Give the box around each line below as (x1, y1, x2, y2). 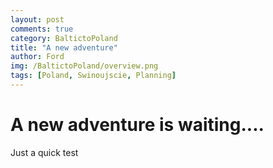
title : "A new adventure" (10, 42, 118, 53)
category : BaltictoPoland (10, 33, 118, 43)
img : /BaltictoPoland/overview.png (10, 61, 159, 71)
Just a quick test (10, 146, 79, 158)
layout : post (10, 14, 65, 25)
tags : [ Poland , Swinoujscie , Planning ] (10, 71, 177, 81)
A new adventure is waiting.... (10, 114, 265, 136)
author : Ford (10, 52, 65, 62)
